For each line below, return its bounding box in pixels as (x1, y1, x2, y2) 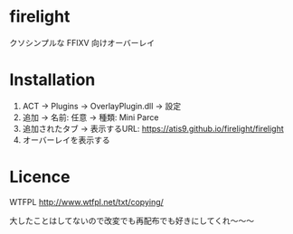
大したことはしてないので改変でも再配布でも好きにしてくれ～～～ (9, 215, 255, 226)
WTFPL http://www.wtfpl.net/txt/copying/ (9, 196, 165, 207)
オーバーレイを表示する (22, 134, 110, 145)
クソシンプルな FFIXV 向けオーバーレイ (9, 37, 156, 48)
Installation (9, 70, 96, 90)
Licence (9, 167, 71, 187)
